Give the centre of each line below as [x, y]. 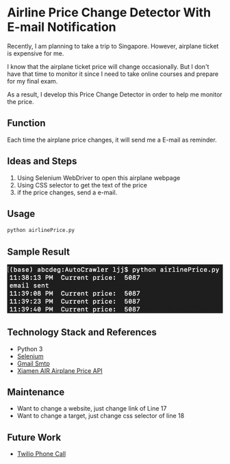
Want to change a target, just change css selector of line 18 [101, 416]
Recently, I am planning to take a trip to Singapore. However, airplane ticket [113, 46]
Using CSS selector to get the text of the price [82, 185]
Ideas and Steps [42, 161]
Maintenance [36, 392]
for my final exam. [33, 81]
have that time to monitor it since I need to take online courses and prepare [113, 74]
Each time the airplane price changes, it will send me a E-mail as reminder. [112, 140]
